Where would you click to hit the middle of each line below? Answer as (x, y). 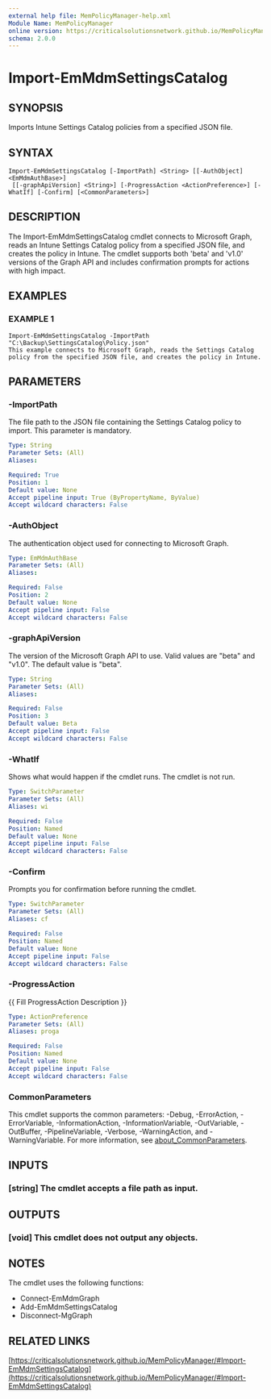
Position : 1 (28, 482)
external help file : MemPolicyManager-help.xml (90, 16)
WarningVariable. (37, 1140)
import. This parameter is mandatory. (70, 431)
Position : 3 (28, 716)
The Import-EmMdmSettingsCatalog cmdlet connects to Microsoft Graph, (130, 236)
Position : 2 (28, 595)
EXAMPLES (38, 296)
